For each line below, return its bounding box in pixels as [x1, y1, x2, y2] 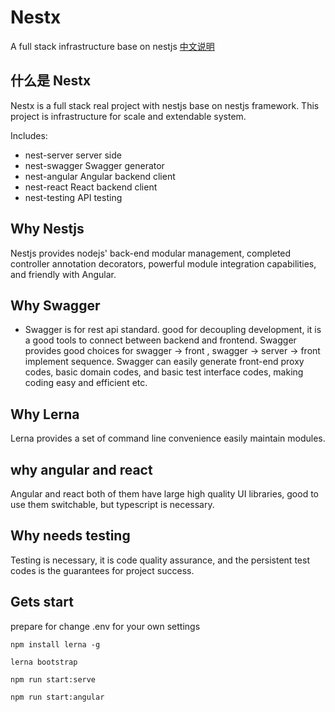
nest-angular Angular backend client [24, 170, 176, 182]
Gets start [10, 594, 74, 611]
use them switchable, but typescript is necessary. [10, 499, 215, 510]
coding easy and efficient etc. [24, 377, 148, 389]
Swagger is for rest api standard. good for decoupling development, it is [24, 324, 322, 336]
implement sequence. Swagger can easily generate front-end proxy [24, 356, 305, 368]
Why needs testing [10, 527, 131, 545]
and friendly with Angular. [10, 268, 117, 280]
